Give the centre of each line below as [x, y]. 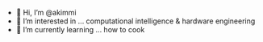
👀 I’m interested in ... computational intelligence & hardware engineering [136, 21]
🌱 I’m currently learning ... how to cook [80, 29]
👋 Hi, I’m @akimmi [46, 13]
